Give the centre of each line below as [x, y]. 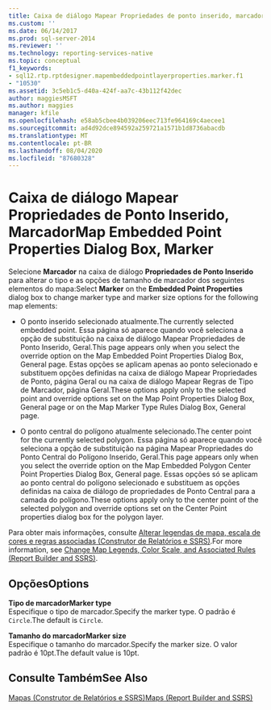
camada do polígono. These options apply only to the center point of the [139, 500]
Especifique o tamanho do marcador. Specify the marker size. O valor [123, 644]
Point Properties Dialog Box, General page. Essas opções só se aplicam [139, 474]
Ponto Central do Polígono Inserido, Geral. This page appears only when [139, 457]
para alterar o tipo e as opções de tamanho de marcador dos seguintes [126, 280]
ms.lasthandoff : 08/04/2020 [56, 151]
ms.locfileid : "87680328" [52, 158]
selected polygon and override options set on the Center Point [123, 509]
